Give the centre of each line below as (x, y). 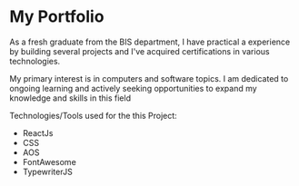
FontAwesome (50, 162)
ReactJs (38, 132)
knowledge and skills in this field (70, 98)
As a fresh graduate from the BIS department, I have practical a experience (150, 42)
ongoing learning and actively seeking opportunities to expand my (133, 88)
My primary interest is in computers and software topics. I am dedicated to (149, 78)
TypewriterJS (47, 171)
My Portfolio (57, 17)
